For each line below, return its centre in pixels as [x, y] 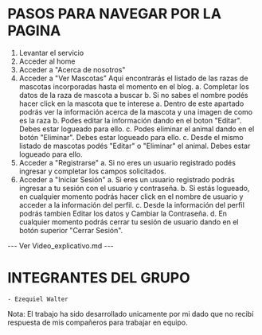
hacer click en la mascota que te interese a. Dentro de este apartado [131, 103]
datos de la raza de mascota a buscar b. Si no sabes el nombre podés [133, 95]
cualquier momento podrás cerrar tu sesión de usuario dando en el [129, 222]
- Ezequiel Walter [38, 299]
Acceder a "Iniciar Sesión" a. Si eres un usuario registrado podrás [127, 179]
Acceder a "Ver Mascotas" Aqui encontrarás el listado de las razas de [133, 78]
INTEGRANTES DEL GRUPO [99, 278]
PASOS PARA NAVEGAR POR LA [115, 14]
